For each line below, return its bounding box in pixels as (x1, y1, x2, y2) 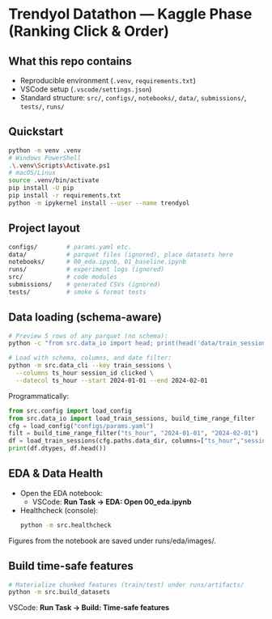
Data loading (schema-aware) (8, 311, 162, 324)
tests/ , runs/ (19, 102, 65, 111)
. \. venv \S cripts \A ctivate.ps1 (8, 161, 111, 170)
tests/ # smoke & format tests (8, 288, 147, 296)
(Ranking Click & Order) (8, 22, 170, 40)
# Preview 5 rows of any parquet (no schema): (8, 332, 168, 340)
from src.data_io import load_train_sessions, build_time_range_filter (8, 414, 255, 422)
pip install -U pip (8, 184, 74, 193)
